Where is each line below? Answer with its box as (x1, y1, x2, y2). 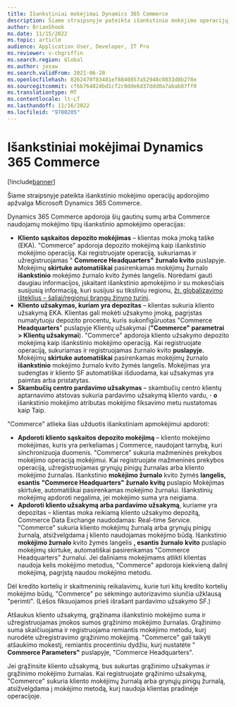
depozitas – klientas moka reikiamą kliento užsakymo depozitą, (17, 508, 201, 516)
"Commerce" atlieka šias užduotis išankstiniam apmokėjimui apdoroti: (7, 419, 210, 428)
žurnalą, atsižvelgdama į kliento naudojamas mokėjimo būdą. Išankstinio (17, 531, 227, 539)
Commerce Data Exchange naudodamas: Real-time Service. (17, 516, 192, 524)
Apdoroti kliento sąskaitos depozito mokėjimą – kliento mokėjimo (17, 433, 211, 442)
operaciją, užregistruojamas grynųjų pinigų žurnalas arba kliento (17, 463, 204, 471)
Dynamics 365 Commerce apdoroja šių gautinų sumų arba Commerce (7, 212, 210, 221)
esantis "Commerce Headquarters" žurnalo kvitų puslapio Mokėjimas (17, 478, 225, 487)
